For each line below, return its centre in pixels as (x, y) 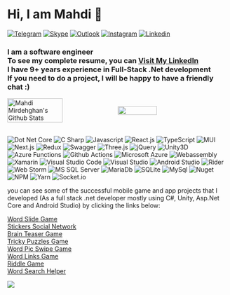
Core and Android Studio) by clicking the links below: (84, 205)
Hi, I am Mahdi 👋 (55, 14)
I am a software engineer (50, 52)
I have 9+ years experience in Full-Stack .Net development (109, 69)
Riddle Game (26, 264)
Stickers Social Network (42, 226)
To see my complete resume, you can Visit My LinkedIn (103, 60)
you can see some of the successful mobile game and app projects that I (112, 191)
